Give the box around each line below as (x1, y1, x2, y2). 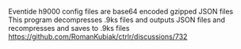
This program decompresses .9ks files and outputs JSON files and (8, 15, 226, 24)
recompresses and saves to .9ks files (8, 24, 130, 32)
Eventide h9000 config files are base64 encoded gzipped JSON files (8, 7, 234, 16)
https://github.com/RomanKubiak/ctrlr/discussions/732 (8, 32, 188, 41)
